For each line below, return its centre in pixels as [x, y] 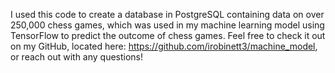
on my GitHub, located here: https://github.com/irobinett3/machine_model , [164, 46]
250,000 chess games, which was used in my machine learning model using [167, 25]
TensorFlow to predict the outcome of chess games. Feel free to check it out [168, 35]
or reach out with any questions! [77, 57]
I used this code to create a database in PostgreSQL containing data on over [167, 14]
